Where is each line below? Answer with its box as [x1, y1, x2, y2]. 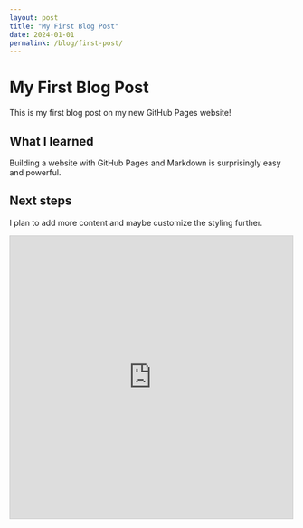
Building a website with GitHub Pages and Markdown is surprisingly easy [9, 157, 282, 168]
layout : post [9, 13, 59, 23]
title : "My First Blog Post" [9, 22, 119, 31]
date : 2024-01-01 [9, 30, 75, 39]
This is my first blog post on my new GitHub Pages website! [9, 108, 232, 118]
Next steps [9, 193, 72, 209]
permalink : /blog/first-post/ [9, 38, 124, 48]
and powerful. [9, 167, 62, 177]
